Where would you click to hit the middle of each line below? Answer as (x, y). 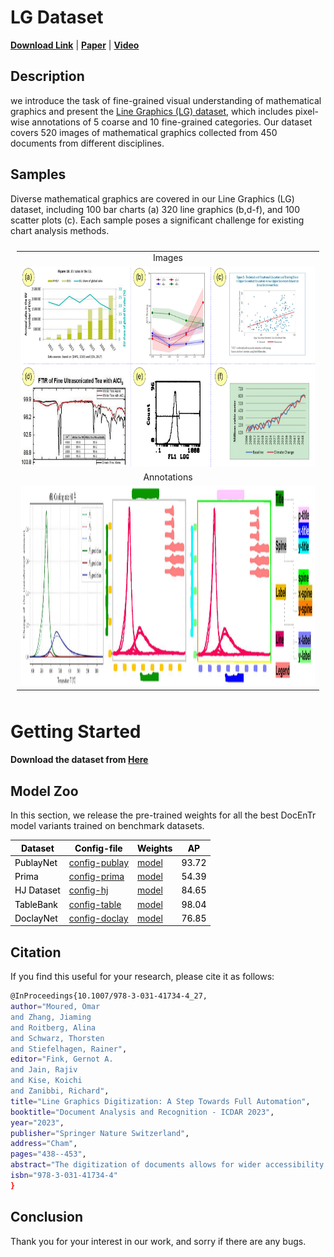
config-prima (96, 877)
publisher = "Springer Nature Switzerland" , (100, 1133)
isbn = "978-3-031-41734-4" (64, 1176)
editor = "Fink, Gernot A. (62, 1059)
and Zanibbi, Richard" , (60, 1091)
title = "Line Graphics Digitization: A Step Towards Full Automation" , (160, 1101)
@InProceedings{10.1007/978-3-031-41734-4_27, (109, 996)
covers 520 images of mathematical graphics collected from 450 (144, 132)
